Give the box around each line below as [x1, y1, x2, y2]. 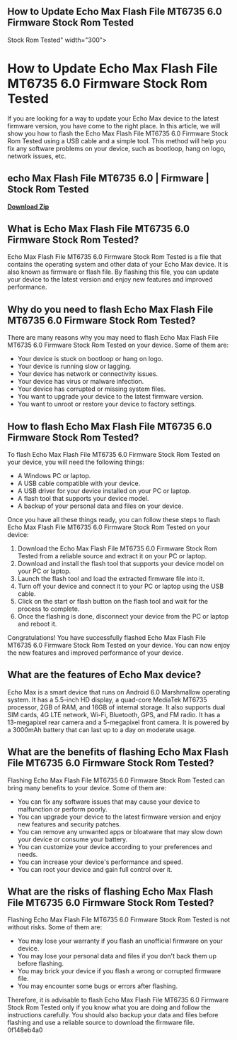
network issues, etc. [7, 152, 67, 160]
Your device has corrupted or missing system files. [17, 385, 166, 393]
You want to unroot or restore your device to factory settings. [17, 400, 197, 409]
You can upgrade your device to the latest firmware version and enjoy [17, 812, 221, 821]
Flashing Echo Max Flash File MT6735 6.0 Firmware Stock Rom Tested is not [7, 915, 231, 924]
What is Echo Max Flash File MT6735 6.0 [7, 223, 190, 235]
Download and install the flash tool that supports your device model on [17, 560, 224, 568]
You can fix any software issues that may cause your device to [17, 797, 200, 806]
